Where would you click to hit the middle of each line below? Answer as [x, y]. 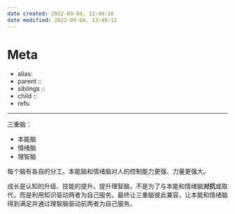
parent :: [29, 82]
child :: [27, 96]
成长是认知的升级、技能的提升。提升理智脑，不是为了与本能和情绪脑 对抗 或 [114, 186]
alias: [25, 74]
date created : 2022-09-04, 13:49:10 [60, 14]
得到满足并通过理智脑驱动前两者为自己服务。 [72, 204]
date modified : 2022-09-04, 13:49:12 [62, 20]
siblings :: [31, 89]
